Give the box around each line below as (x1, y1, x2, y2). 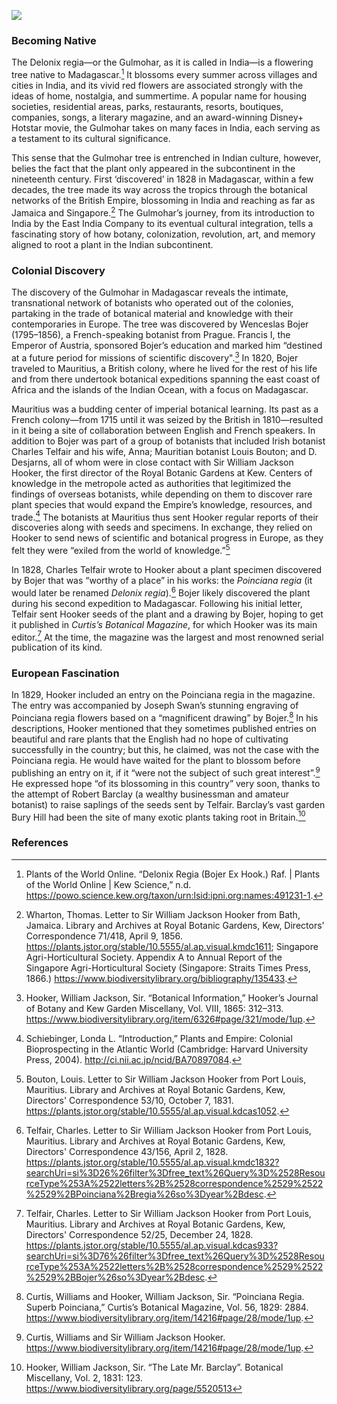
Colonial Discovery (11, 263, 106, 277)
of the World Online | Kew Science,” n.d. (25, 878, 192, 890)
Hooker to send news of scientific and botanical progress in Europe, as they (11, 532, 324, 544)
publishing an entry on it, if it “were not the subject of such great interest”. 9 (11, 765, 321, 779)
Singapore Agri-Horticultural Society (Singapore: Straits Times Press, (25, 961, 311, 974)
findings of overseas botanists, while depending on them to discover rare (11, 488, 313, 500)
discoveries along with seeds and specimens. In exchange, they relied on (11, 521, 313, 534)
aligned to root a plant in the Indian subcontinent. (11, 238, 214, 250)
